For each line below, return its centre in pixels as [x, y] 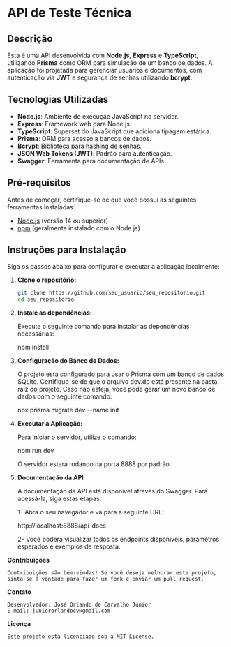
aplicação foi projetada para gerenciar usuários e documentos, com [105, 70]
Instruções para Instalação [67, 250]
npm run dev [36, 451]
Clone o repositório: [47, 280]
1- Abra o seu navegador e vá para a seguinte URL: [90, 512]
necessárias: [36, 334]
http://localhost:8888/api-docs [62, 526]
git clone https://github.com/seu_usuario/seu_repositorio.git [111, 293]
